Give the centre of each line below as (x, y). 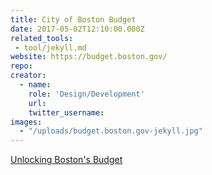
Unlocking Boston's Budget (66, 160)
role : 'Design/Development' (86, 94)
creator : (28, 76)
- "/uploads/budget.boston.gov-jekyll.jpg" (111, 131)
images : (26, 122)
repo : (21, 66)
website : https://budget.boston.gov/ (89, 57)
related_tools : (42, 38)
